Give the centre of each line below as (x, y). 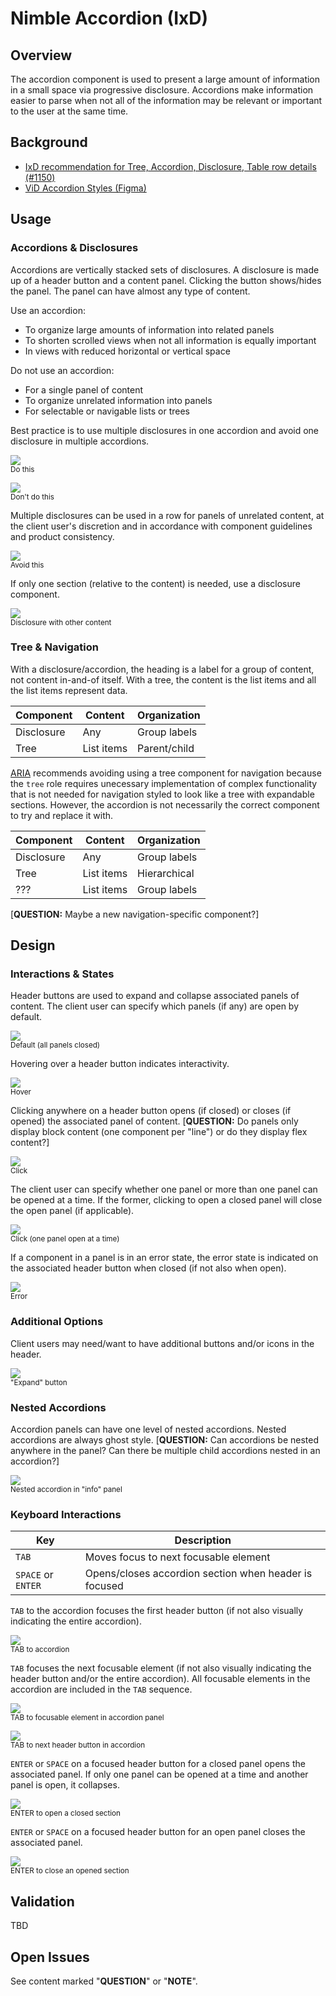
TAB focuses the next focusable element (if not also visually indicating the (161, 1668)
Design (33, 945)
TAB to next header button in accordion (78, 1745)
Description (203, 1540)
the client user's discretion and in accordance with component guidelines (161, 526)
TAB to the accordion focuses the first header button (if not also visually (157, 1611)
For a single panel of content (84, 389)
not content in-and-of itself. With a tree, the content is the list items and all (163, 679)
